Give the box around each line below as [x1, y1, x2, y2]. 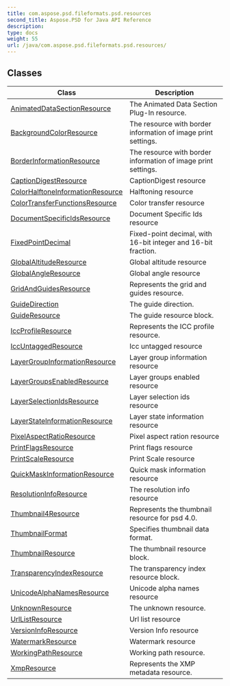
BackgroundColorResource [10, 128, 98, 137]
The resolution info [129, 485, 190, 494]
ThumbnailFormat [10, 528, 68, 538]
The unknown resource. [129, 603, 206, 613]
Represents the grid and [129, 279, 207, 289]
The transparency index [129, 564, 206, 573]
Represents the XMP [129, 659, 196, 668]
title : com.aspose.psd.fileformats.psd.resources [7, 10, 152, 17]
